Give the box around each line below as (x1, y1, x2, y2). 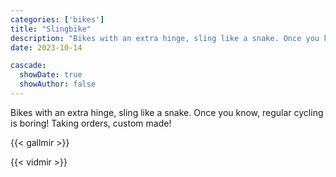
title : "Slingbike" (10, 24, 92, 34)
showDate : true (19, 70, 83, 80)
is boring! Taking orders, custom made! (10, 117, 172, 129)
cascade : (10, 61, 47, 71)
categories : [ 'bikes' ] (10, 14, 105, 25)
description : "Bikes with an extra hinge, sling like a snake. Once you (10, 33, 320, 43)
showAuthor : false (19, 79, 97, 90)
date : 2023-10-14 (10, 42, 83, 53)
